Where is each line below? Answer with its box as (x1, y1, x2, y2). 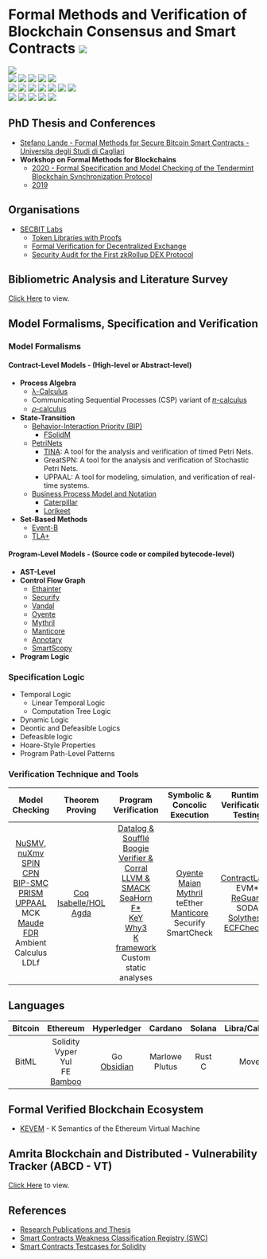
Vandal (31, 601, 55, 610)
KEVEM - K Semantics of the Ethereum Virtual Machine (19, 1124, 200, 1133)
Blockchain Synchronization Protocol (31, 171, 153, 181)
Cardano (149, 1023, 183, 1034)
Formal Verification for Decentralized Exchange (31, 241, 187, 251)
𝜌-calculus (31, 403, 67, 413)
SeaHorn (118, 892, 153, 903)
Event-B (31, 523, 58, 532)
